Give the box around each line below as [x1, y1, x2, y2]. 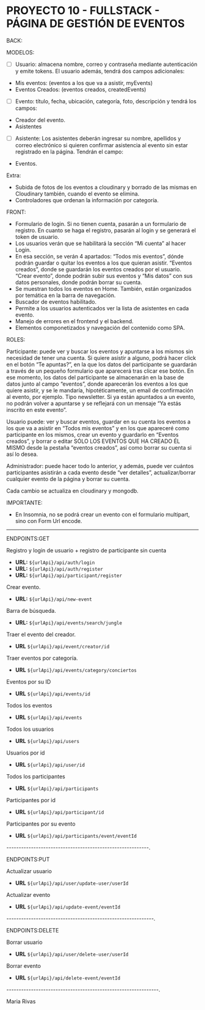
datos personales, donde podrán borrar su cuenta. [15, 279, 142, 286]
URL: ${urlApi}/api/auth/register [15, 565, 104, 573]
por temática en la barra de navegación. [15, 291, 116, 299]
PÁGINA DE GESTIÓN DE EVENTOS [6, 16, 185, 31]
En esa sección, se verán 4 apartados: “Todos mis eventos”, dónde [15, 253, 184, 260]
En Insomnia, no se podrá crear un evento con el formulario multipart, [15, 511, 190, 518]
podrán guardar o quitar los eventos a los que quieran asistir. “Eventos [15, 259, 192, 266]
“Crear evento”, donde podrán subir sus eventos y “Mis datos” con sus [15, 273, 193, 280]
